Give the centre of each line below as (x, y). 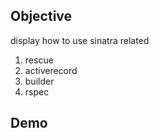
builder (39, 81)
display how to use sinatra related (80, 40)
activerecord (51, 70)
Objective (41, 16)
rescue (39, 60)
